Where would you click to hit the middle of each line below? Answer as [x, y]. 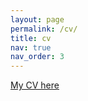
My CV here [35, 85]
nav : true [31, 47]
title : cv [31, 38]
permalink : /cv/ [44, 29]
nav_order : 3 [37, 57]
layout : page [37, 19]
